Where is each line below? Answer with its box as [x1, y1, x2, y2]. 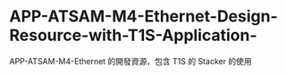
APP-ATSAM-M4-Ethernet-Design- [9, 6, 279, 27]
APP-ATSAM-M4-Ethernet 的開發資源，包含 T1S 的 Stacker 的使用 [9, 55, 252, 66]
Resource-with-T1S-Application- [9, 25, 257, 46]
